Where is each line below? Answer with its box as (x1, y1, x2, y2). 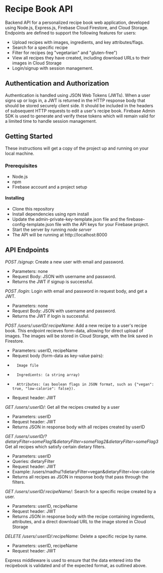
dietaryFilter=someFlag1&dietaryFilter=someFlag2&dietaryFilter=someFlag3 (5, 439, 159, 444)
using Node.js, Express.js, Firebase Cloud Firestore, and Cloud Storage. (5, 24, 148, 30)
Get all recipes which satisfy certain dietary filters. (5, 443, 106, 449)
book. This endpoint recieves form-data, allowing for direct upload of (5, 327, 144, 333)
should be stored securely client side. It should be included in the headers (5, 102, 153, 108)
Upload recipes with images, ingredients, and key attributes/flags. (12, 39, 145, 45)
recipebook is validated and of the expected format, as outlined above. (5, 562, 147, 568)
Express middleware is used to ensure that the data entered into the (5, 557, 141, 563)
